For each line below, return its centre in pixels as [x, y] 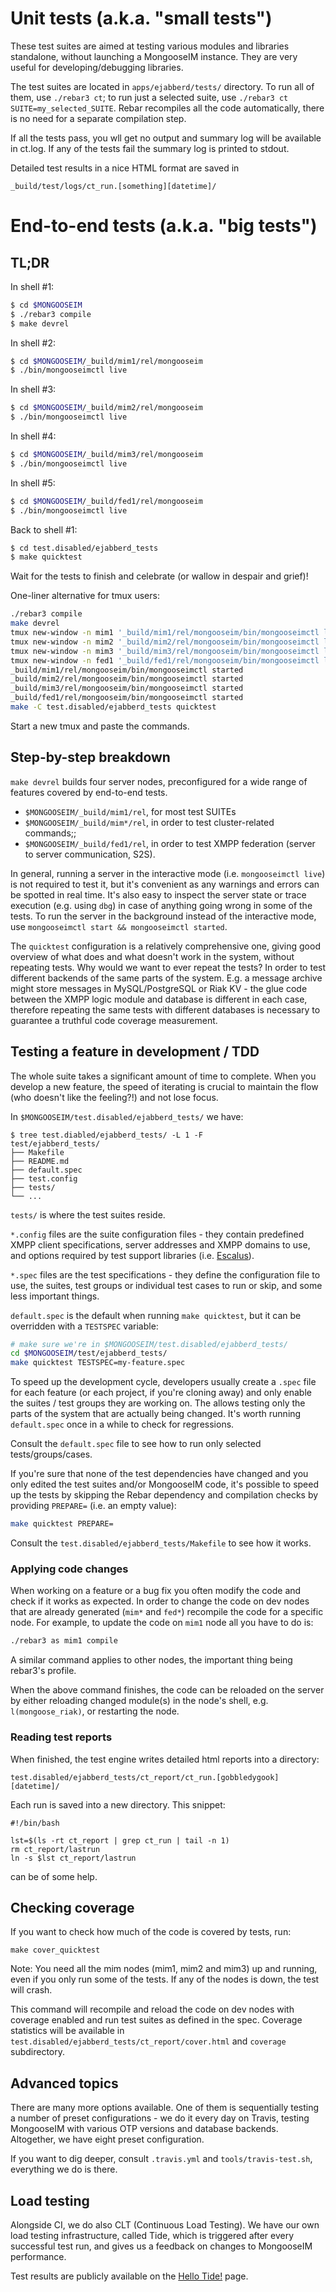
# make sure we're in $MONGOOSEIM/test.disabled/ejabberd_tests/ [149, 1344]
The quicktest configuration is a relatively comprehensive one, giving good [165, 946]
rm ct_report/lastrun [55, 1849]
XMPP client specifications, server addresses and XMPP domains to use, [160, 1244]
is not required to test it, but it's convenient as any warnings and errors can [165, 884]
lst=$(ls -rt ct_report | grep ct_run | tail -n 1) [120, 1840]
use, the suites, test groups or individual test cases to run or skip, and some [166, 1285]
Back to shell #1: [44, 529]
